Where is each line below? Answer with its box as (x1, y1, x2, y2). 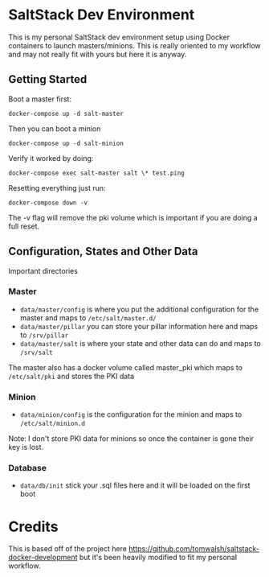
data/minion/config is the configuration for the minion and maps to (19, 410, 243, 419)
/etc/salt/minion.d (19, 420, 86, 428)
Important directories (8, 266, 79, 275)
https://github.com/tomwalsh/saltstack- (128, 544, 259, 554)
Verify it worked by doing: (8, 153, 94, 163)
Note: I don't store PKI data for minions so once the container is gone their (8, 434, 255, 443)
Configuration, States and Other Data (8, 245, 198, 258)
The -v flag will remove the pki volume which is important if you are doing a (8, 212, 259, 222)
